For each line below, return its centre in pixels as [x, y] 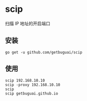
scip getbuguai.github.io [31, 93]
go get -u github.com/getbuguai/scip [44, 52]
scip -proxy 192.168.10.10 [33, 85]
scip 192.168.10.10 [25, 80]
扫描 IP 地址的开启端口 [28, 23]
